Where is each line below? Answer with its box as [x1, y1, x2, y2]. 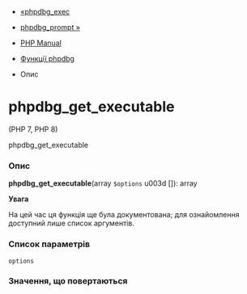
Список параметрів [8, 238, 91, 250]
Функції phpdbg [19, 54, 75, 63]
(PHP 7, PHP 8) [8, 124, 58, 134]
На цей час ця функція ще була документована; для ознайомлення [8, 210, 240, 220]
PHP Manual [19, 38, 62, 48]
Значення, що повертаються [8, 275, 128, 287]
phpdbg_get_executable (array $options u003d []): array [8, 178, 198, 188]
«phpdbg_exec [19, 7, 70, 16]
